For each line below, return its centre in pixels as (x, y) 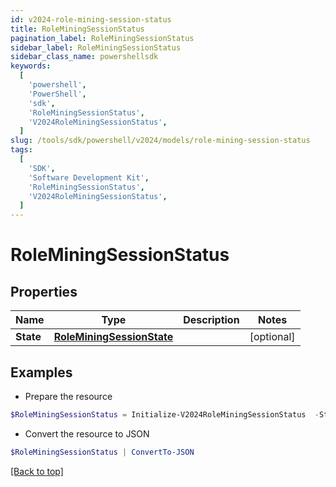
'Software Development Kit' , (89, 177)
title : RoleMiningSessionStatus (77, 29)
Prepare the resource (68, 396)
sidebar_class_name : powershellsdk (84, 57)
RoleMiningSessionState (113, 337)
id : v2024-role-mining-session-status (91, 19)
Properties (44, 291)
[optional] (272, 337)
